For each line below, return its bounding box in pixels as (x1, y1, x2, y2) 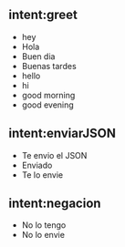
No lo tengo (21, 220, 67, 231)
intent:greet (8, 7, 78, 23)
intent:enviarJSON (8, 126, 116, 141)
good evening (21, 99, 74, 110)
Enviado (21, 160, 53, 170)
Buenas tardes (21, 60, 77, 71)
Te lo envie (21, 169, 64, 180)
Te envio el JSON (21, 149, 88, 160)
